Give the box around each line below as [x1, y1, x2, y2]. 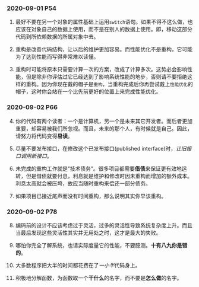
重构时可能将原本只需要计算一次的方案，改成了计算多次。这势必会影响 [15, 66, 188, 73]
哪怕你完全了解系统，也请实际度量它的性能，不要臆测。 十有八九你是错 [15, 241, 188, 248]
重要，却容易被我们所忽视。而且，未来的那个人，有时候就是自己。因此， [15, 125, 192, 132]
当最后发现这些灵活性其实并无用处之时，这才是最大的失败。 [15, 229, 162, 236]
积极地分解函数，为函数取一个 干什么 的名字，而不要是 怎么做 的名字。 [15, 274, 182, 281]
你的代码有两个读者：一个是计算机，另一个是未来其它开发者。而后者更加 [15, 117, 192, 125]
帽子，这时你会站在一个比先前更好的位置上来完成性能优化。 [15, 88, 162, 95]
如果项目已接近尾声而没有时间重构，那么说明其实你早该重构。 [15, 192, 167, 199]
